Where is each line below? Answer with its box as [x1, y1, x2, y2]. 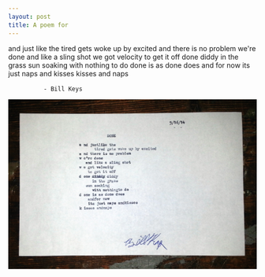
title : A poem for [8, 20, 69, 29]
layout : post [8, 13, 51, 20]
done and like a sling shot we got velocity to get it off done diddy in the [8, 52, 239, 61]
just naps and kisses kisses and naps [8, 68, 129, 78]
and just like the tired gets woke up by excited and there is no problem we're [8, 43, 256, 53]
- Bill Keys [43, 85, 83, 93]
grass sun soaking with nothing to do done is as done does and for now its [8, 60, 251, 70]
